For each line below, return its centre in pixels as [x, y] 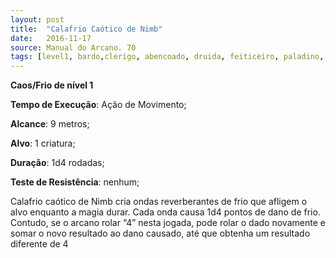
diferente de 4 [39, 244]
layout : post [37, 19]
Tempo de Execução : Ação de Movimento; [98, 105]
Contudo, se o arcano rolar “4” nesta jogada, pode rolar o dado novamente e [168, 223]
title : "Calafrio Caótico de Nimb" [86, 29]
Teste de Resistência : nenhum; [75, 182]
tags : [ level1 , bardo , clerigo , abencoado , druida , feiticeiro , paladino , [167, 57]
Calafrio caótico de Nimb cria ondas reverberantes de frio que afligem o [159, 202]
